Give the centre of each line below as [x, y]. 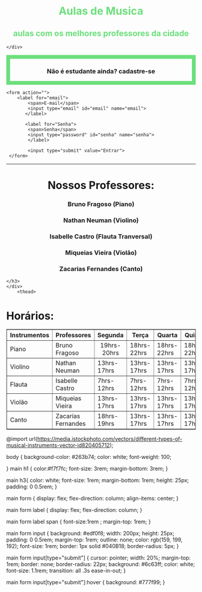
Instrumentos [30, 335]
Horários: [30, 316]
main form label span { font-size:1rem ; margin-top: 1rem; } [79, 522]
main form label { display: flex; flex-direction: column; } [74, 510]
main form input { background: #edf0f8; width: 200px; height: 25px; [90, 534]
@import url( [22, 439]
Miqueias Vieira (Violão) [101, 253]
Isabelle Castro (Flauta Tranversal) [101, 237]
